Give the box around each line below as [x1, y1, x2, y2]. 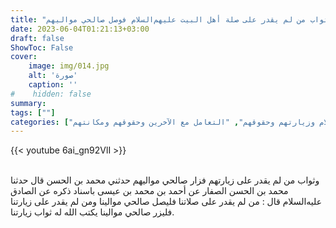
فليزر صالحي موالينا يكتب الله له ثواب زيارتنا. [10, 206, 175, 218]
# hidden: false [10, 89, 92, 99]
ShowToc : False [10, 42, 74, 53]
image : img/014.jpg [28, 61, 110, 71]
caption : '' [28, 80, 78, 90]
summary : [10, 98, 47, 108]
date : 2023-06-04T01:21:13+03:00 [10, 24, 150, 34]
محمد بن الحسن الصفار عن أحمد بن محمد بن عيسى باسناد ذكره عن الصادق [10, 185, 289, 197]
